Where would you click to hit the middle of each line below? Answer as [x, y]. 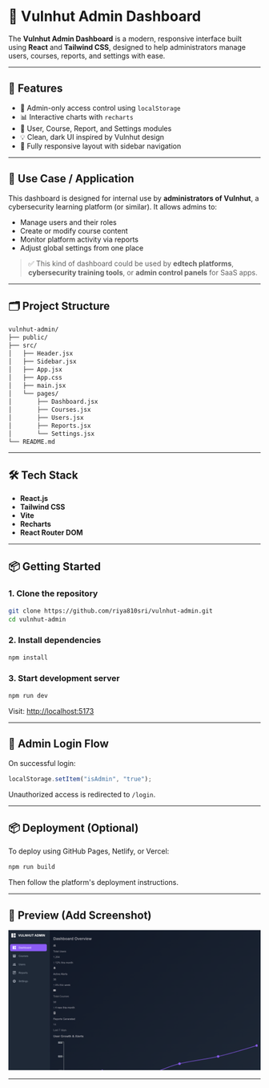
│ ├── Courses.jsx [50, 410]
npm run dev [28, 696]
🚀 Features [36, 89]
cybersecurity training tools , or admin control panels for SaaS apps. [143, 272]
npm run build [32, 867]
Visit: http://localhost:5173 [51, 711]
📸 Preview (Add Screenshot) [80, 915]
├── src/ [23, 346]
